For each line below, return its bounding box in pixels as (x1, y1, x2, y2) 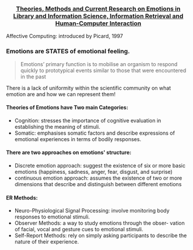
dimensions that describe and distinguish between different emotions (14, 181, 182, 187)
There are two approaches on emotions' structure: (6, 149, 132, 156)
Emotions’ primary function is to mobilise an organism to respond (20, 60, 178, 67)
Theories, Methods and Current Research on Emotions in (16, 5, 181, 13)
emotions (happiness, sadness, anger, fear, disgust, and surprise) (14, 169, 173, 175)
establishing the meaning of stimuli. (14, 123, 101, 130)
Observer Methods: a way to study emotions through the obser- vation (14, 220, 185, 227)
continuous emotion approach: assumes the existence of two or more (14, 174, 182, 181)
